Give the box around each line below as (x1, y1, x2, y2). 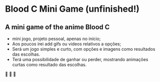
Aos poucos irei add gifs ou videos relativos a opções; (12, 41, 121, 47)
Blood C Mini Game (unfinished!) (5, 3, 140, 15)
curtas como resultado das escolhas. (12, 62, 87, 67)
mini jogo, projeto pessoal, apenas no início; (12, 36, 101, 41)
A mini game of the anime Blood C (5, 23, 110, 31)
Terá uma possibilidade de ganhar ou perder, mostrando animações (12, 57, 149, 62)
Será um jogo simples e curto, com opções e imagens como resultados (12, 46, 156, 52)
